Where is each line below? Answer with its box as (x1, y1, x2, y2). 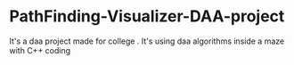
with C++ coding (9, 45, 71, 55)
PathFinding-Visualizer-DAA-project (9, 6, 285, 27)
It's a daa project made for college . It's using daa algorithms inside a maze (9, 36, 285, 46)
